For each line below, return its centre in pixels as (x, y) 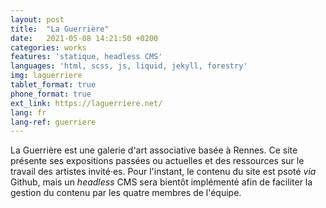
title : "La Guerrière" (60, 29)
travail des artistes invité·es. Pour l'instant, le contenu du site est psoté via (163, 172)
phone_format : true (51, 94)
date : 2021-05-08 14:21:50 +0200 (84, 38)
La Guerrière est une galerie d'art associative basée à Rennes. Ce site (154, 150)
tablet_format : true (53, 85)
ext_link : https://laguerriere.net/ (86, 103)
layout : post (37, 19)
